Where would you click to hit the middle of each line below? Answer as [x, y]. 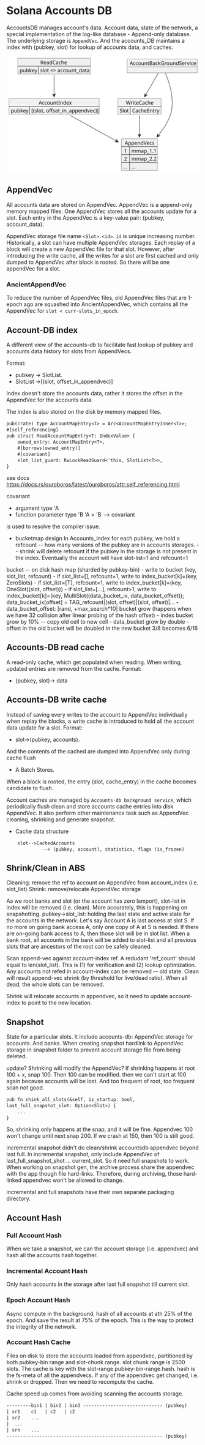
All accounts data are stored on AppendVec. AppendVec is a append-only [99, 204]
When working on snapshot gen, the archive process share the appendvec [100, 1167]
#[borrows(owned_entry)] [49, 448]
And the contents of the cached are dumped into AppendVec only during [98, 751]
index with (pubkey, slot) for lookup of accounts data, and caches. [90, 47]
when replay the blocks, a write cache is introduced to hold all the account [100, 721]
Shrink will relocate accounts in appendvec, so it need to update [87, 996]
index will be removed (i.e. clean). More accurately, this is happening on [97, 908]
